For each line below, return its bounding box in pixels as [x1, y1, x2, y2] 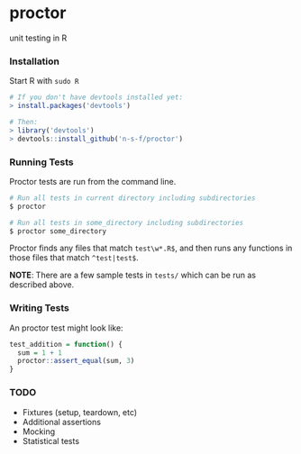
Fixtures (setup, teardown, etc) [22, 406, 138, 417]
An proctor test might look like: [9, 322, 123, 333]
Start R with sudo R [9, 76, 79, 86]
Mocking [22, 426, 56, 437]
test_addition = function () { [9, 340, 123, 349]
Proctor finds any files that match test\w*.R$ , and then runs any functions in [9, 242, 293, 254]
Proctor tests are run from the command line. [9, 176, 177, 186]
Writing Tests [9, 302, 69, 314]
